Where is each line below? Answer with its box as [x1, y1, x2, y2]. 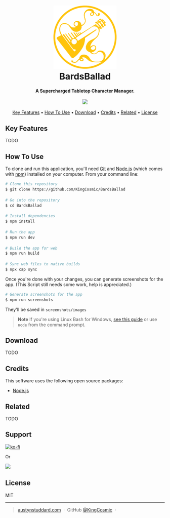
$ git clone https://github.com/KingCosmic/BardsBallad [5, 187, 125, 192]
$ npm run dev [5, 235, 35, 240]
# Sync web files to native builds [5, 262, 80, 267]
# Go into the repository [5, 197, 60, 203]
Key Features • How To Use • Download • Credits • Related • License [12, 109, 158, 115]
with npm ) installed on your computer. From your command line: [5, 171, 139, 177]
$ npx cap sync [5, 267, 37, 272]
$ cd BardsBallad [5, 203, 42, 208]
